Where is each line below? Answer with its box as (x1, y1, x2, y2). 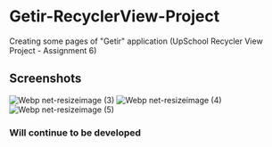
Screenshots (9, 71, 82, 86)
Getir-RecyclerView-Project (9, 6, 220, 27)
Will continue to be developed (9, 127, 141, 139)
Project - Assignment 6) (9, 45, 97, 55)
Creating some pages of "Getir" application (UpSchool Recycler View (9, 36, 263, 46)
